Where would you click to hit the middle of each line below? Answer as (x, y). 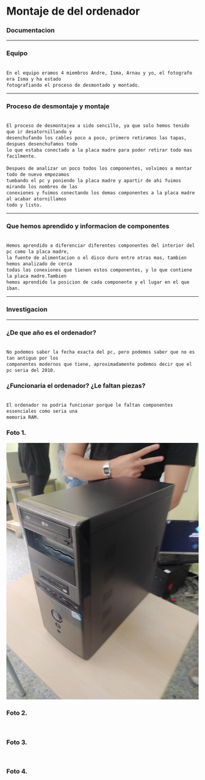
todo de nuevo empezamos (38, 175)
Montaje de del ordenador (73, 11)
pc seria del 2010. (31, 370)
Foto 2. (17, 713)
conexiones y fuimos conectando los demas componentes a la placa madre (101, 193)
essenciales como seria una (42, 411)
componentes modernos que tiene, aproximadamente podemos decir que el (99, 364)
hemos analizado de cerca (39, 264)
